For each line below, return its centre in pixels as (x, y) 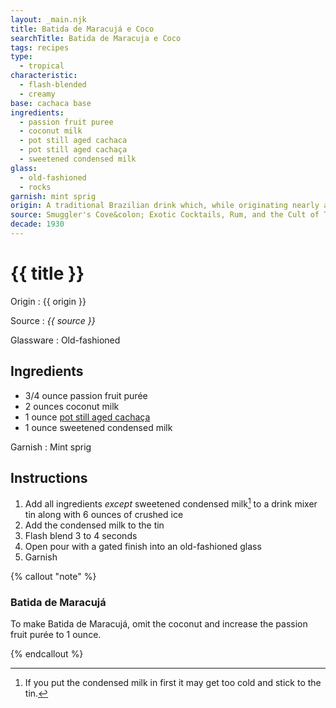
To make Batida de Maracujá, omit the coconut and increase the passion (159, 624)
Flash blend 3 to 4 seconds (81, 536)
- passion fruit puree (66, 122)
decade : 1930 (37, 224)
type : (21, 57)
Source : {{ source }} (53, 320)
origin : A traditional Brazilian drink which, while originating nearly (165, 206)
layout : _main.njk (48, 19)
